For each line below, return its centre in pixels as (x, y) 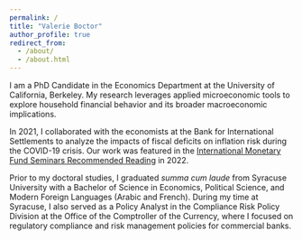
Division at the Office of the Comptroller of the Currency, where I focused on (151, 216)
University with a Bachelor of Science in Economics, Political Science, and (147, 187)
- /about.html (44, 60)
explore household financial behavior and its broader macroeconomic (138, 104)
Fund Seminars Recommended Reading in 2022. (99, 160)
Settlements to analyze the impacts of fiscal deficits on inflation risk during (148, 141)
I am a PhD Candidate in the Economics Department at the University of (142, 85)
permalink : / (34, 18)
